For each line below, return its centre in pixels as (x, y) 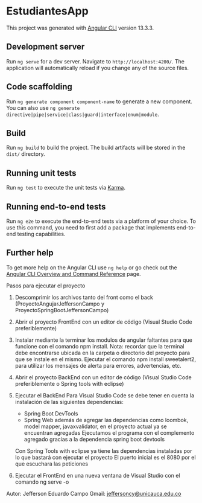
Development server (46, 47)
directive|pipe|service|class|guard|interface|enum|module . (83, 114)
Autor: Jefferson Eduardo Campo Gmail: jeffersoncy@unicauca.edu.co (94, 493)
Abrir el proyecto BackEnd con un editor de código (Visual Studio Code (103, 377)
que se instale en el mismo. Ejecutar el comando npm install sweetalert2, (105, 359)
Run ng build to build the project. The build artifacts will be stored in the (96, 148)
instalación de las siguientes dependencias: (69, 402)
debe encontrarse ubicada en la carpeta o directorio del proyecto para (103, 353)
